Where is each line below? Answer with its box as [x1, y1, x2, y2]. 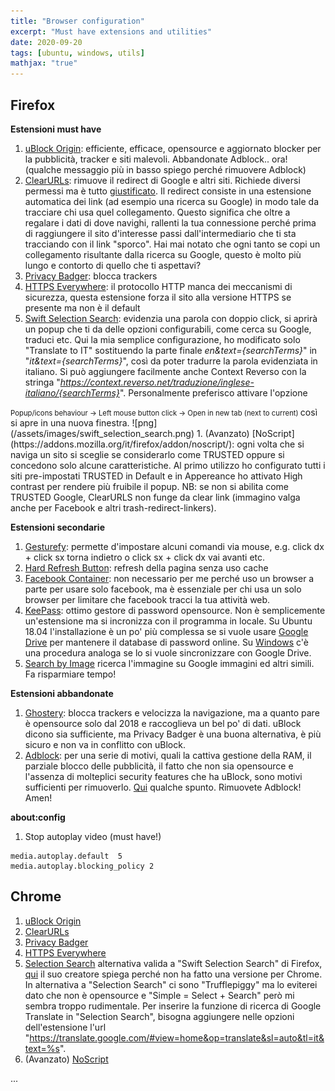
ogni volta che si [236, 438, 305, 450]
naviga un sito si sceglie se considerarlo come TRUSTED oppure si [10, 448, 285, 460]
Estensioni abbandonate [10, 687, 114, 699]
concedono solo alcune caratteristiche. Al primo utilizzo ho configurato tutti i [10, 459, 326, 471]
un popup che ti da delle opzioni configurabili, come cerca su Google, [24, 323, 312, 335]
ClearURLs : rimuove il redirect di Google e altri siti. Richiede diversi [24, 174, 301, 186]
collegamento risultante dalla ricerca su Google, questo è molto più [24, 248, 302, 260]
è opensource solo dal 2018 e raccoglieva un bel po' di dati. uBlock [24, 717, 302, 729]
